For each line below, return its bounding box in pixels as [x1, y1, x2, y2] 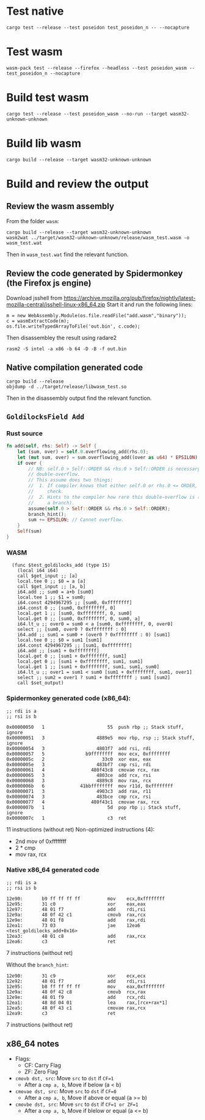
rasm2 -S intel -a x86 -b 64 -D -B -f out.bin [6, 345, 127, 352]
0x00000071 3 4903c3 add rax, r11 [6, 788, 151, 794]
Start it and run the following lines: [106, 301, 193, 308]
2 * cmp [15, 844, 36, 851]
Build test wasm [6, 90, 89, 105]
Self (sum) [17, 528, 43, 534]
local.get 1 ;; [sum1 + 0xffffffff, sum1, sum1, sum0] [17, 664, 160, 670]
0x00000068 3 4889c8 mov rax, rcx [6, 778, 151, 784]
